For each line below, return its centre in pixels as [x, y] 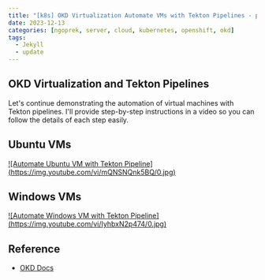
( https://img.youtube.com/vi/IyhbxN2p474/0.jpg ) [88, 224]
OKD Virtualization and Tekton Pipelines [109, 84]
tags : [17, 37]
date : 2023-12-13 [37, 23]
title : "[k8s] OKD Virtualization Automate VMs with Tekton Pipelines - [130, 15]
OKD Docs [36, 268]
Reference [34, 249]
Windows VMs [45, 197]
